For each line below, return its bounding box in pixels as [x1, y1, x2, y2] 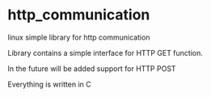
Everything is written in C [7, 79, 91, 89]
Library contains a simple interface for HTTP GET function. [7, 48, 204, 57]
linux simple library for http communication [7, 32, 150, 42]
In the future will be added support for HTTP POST [7, 63, 176, 74]
